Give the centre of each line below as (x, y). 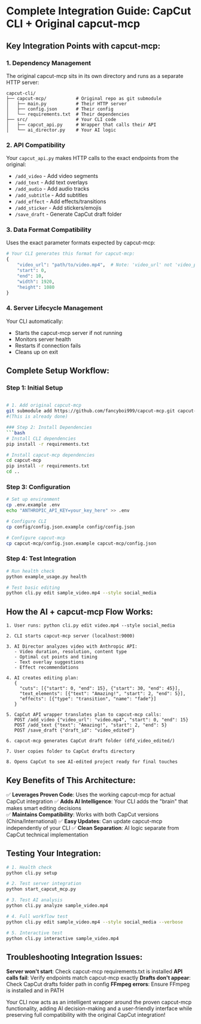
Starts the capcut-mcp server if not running (68, 333)
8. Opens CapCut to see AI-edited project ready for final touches (92, 762)
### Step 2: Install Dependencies (49, 428)
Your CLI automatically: (35, 321)
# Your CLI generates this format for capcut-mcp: (71, 254)
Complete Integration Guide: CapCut (99, 11)
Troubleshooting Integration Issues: (74, 957)
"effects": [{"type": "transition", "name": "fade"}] (88, 699)
